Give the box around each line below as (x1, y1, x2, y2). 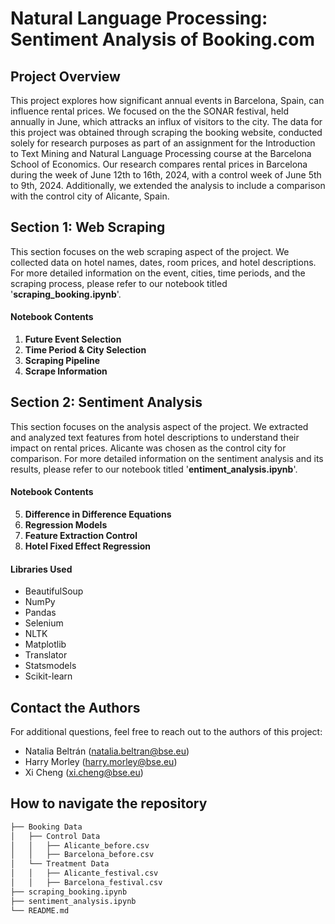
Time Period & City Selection (24, 344, 147, 356)
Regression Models (24, 519, 108, 531)
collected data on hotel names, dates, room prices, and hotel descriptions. (10, 256, 317, 268)
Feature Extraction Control (24, 530, 138, 542)
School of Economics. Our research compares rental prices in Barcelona (10, 158, 308, 170)
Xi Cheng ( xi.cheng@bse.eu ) (24, 767, 144, 779)
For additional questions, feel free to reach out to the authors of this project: (10, 726, 323, 738)
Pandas (24, 607, 57, 619)
